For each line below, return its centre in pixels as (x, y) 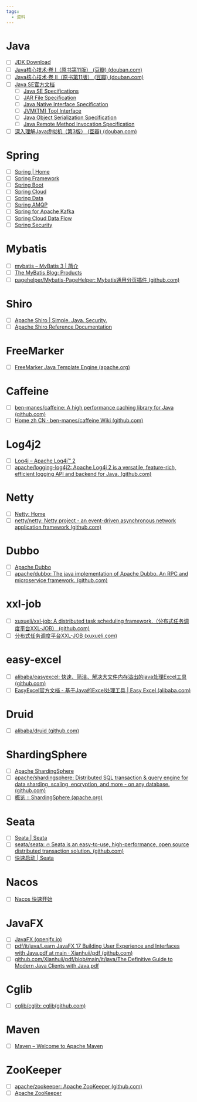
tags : (13, 11)
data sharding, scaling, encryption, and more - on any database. (92, 785)
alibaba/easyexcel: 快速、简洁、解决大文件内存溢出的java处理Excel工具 (101, 677)
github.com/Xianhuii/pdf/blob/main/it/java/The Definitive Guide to (94, 959)
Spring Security (33, 225)
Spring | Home (32, 172)
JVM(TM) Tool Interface (52, 111)
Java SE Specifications (51, 91)
